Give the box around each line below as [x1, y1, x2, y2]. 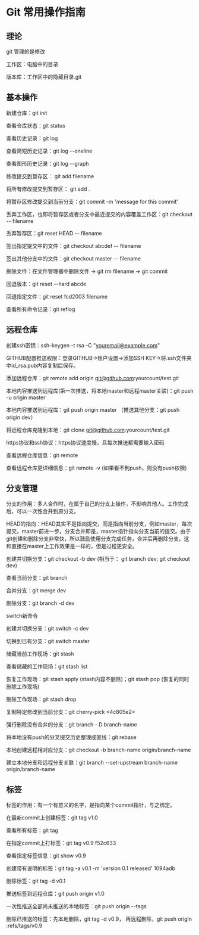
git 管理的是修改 [6, 48, 46, 55]
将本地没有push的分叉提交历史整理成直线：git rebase [6, 734, 137, 741]
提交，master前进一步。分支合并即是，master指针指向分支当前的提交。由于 [6, 528, 191, 535]
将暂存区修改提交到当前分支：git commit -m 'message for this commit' [6, 198, 178, 205]
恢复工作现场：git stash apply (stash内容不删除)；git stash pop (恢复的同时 [6, 676, 189, 683]
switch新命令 [6, 612, 38, 620]
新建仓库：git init [6, 109, 48, 116]
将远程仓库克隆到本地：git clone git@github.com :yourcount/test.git [6, 426, 170, 433]
